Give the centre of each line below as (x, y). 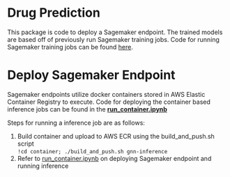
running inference (43, 166)
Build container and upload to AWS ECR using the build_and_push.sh (116, 136)
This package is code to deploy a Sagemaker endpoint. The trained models (115, 32)
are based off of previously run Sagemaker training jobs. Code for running (113, 39)
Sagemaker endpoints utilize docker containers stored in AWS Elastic (106, 94)
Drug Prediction (54, 13)
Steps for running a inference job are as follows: (76, 123)
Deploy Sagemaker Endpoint (91, 75)
